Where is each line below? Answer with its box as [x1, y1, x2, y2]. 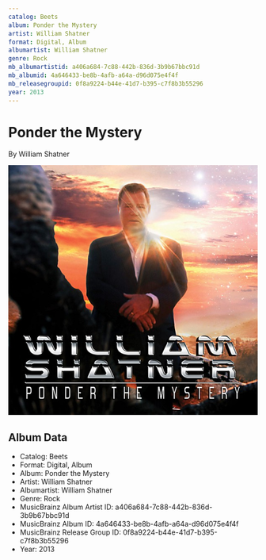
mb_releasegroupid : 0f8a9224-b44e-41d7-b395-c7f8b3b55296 [8, 79, 203, 87]
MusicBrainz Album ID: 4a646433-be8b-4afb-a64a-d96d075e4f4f [19, 520, 239, 529]
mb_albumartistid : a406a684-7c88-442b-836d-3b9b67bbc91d [8, 63, 200, 71]
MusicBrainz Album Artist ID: [19, 502, 114, 512]
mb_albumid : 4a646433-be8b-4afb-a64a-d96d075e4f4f [8, 71, 179, 79]
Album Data [8, 431, 68, 444]
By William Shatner [8, 149, 70, 159]
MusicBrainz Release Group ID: [19, 527, 121, 537]
